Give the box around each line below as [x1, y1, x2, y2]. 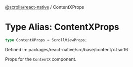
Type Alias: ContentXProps [5, 22, 120, 33]
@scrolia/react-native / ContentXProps [5, 4, 84, 10]
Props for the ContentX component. [5, 56, 77, 62]
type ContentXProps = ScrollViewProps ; [5, 37, 88, 42]
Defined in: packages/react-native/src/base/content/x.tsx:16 [5, 46, 128, 52]
